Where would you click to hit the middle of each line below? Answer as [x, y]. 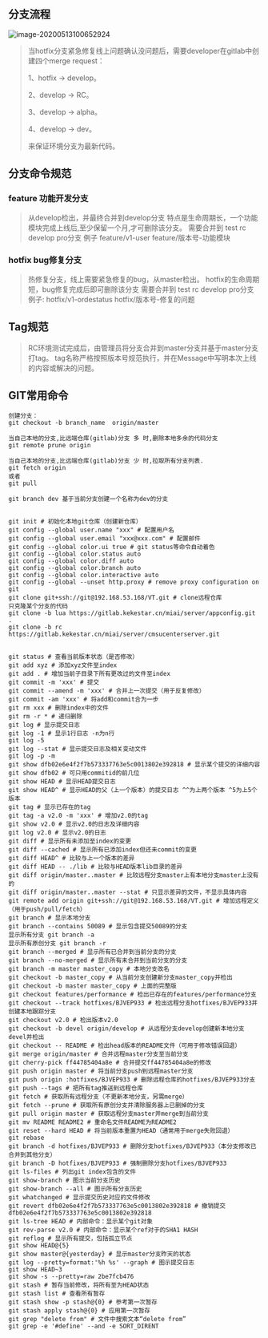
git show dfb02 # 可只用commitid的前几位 [74, 773]
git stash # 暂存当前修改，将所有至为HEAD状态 [79, 1285]
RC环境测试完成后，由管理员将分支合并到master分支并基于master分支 [143, 348]
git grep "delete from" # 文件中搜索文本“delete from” [97, 1320]
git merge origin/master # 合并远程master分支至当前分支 [98, 1054]
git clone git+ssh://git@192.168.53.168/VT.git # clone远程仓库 [115, 598]
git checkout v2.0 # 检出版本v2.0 [63, 1021]
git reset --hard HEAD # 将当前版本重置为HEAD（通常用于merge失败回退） [121, 1131]
